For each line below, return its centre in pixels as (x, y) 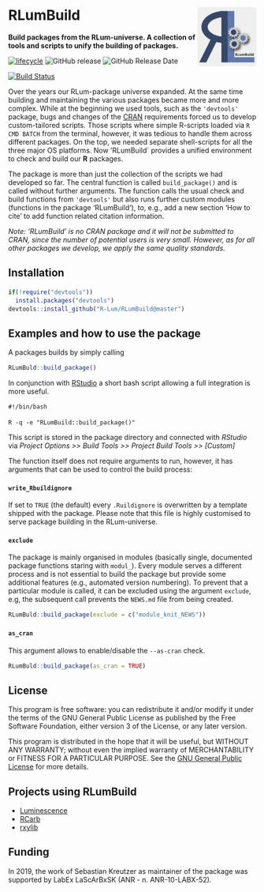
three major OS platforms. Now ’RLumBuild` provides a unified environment (130, 150)
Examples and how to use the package (104, 333)
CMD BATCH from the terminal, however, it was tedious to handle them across (130, 134)
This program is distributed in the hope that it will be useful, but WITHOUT (128, 742)
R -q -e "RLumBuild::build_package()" (72, 423)
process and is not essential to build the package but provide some (117, 574)
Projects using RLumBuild (73, 791)
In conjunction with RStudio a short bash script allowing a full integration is (129, 383)
